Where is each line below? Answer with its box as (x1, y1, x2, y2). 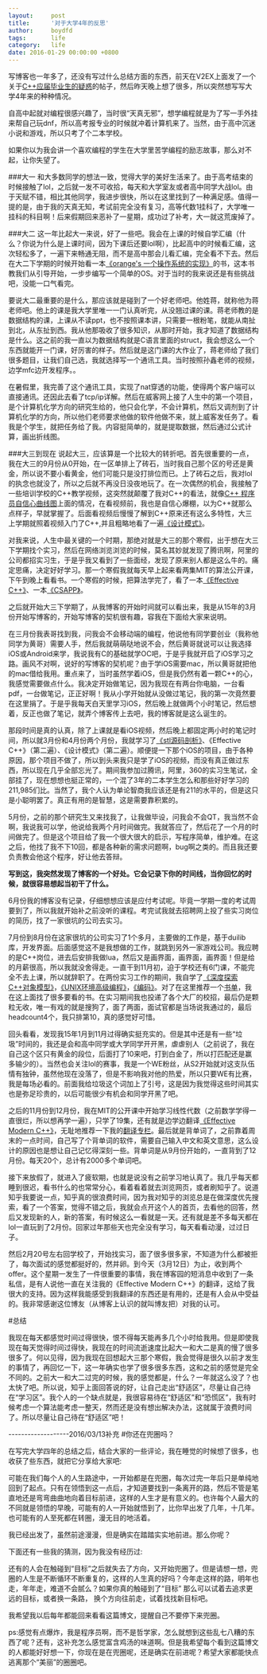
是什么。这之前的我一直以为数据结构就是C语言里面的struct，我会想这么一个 (8, 335, 256, 345)
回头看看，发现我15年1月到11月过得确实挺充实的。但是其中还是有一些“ (8, 1029, 236, 1038)
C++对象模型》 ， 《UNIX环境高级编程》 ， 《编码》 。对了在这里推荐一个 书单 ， (8, 983, 246, 991)
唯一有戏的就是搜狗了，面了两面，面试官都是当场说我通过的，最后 (35, 1003, 252, 1011)
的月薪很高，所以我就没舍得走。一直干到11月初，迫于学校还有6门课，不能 (8, 963, 249, 972)
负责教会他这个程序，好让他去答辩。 (8, 852, 127, 861)
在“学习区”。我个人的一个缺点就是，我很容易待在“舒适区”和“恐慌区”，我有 (8, 1393, 250, 1402)
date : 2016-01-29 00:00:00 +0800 (8, 49, 119, 57)
